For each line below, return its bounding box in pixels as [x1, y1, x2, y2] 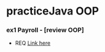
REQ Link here [14, 39, 51, 47]
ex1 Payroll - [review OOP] [6, 26, 84, 34]
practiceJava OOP [6, 4, 100, 18]
